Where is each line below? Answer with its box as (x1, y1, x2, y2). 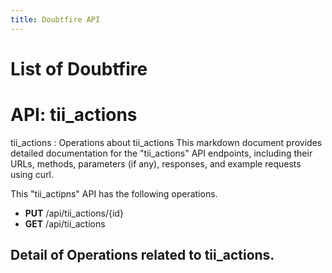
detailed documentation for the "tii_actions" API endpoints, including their (10, 147, 313, 159)
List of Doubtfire (10, 57, 148, 80)
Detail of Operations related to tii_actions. (10, 247, 275, 264)
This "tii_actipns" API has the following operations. (10, 187, 218, 200)
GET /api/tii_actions (24, 217, 106, 230)
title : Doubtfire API (10, 14, 101, 25)
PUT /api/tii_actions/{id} (24, 207, 124, 219)
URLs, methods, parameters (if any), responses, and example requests (10, 157, 302, 170)
